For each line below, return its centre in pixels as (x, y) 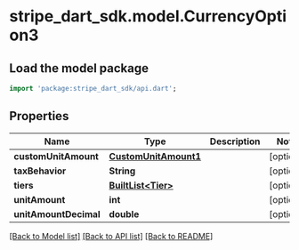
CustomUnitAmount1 (155, 156)
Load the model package (79, 68)
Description (235, 141)
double (124, 214)
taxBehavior (40, 171)
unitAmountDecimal (57, 214)
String (122, 171)
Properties (39, 116)
